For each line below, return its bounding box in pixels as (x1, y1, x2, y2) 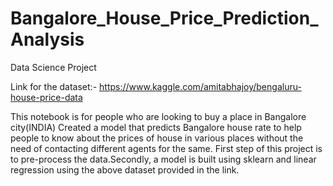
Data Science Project (10, 61, 97, 73)
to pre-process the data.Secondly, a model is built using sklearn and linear (10, 153, 317, 165)
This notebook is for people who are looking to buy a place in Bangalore (10, 110, 307, 122)
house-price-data (10, 91, 83, 103)
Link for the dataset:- (10, 80, 98, 92)
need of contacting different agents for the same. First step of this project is (10, 142, 323, 154)
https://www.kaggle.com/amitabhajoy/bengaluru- (99, 80, 302, 92)
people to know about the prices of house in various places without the (10, 132, 304, 144)
